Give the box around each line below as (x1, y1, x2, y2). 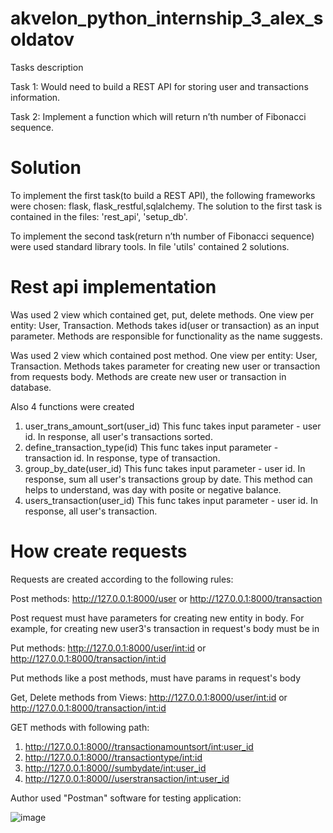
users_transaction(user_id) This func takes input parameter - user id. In (24, 494, 319, 506)
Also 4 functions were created (10, 400, 135, 412)
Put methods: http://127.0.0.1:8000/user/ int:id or (10, 642, 207, 654)
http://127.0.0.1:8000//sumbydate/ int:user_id (24, 762, 207, 774)
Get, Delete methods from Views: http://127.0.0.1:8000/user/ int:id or (10, 691, 288, 703)
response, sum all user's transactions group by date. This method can (24, 473, 313, 485)
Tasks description (10, 61, 84, 73)
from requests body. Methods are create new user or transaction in (10, 370, 287, 382)
